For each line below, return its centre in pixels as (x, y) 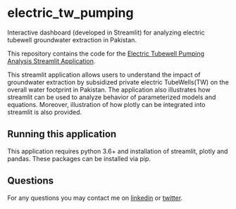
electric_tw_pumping (70, 13)
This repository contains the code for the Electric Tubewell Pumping (106, 53)
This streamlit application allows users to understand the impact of (104, 75)
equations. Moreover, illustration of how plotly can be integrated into (106, 104)
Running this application (62, 134)
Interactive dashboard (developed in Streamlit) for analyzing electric (106, 32)
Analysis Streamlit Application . (51, 61)
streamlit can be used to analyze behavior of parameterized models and (112, 97)
